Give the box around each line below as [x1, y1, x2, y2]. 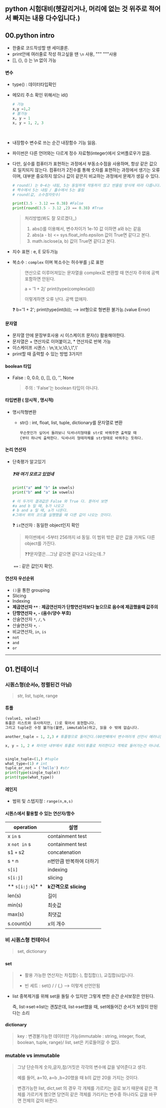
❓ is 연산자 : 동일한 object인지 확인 [12, 522, 80, 528]
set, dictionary [17, 948, 47, 954]
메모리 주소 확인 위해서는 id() [12, 92, 68, 98]
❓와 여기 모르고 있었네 [12, 471, 54, 477]
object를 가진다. [24, 541, 56, 547]
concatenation [47, 849, 82, 856]
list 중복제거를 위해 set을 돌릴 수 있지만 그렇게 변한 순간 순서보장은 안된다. [12, 993, 155, 999]
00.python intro [5, 31, 55, 40]
